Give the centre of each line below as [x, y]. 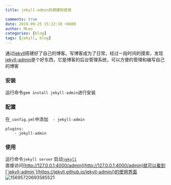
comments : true [21, 19]
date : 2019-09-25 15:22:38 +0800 [41, 24]
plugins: [15, 129]
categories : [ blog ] [26, 34]
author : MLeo [19, 29]
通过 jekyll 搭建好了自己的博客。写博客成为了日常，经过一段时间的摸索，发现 [84, 53]
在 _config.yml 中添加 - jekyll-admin [45, 119]
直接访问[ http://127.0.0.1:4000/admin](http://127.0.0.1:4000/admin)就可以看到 [85, 165]
